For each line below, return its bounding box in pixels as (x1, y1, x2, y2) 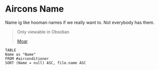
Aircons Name (5, 3, 64, 15)
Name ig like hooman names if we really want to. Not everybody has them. (5, 19, 155, 25)
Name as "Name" (5, 52, 36, 57)
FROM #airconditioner (5, 56, 49, 61)
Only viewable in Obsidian (17, 29, 70, 35)
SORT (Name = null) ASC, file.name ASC (5, 60, 86, 65)
